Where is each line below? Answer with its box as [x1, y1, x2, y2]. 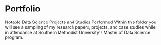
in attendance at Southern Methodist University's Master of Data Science [5, 29, 151, 35]
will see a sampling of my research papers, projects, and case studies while [5, 24, 156, 30]
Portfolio [5, 3, 41, 14]
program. [5, 34, 24, 40]
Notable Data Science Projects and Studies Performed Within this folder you [5, 19, 157, 25]
